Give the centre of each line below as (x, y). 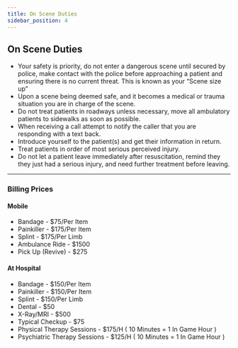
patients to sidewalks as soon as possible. (79, 119)
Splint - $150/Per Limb (50, 299)
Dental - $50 (36, 306)
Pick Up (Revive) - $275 (52, 252)
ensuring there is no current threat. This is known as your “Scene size (119, 82)
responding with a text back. (59, 134)
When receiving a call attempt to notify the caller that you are (107, 127)
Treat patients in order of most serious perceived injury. (99, 149)
